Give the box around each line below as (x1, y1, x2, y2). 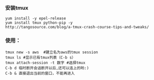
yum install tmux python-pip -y (5, 20, 73, 25)
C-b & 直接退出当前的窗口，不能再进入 (5, 71, 75, 76)
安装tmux (5, 4, 29, 11)
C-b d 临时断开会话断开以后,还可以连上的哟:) (5, 66, 89, 71)
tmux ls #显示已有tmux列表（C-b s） (5, 55, 76, 60)
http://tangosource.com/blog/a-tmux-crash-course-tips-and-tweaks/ (5, 25, 149, 30)
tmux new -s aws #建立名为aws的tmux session (5, 50, 98, 55)
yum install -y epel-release (5, 16, 66, 21)
